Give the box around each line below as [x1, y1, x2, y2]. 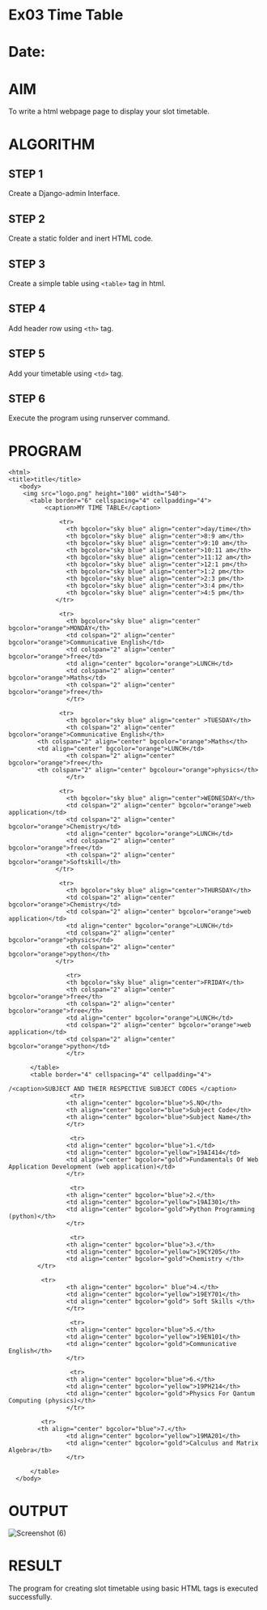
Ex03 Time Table [8, 6, 124, 24]
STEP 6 [8, 391, 46, 406]
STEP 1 [8, 167, 44, 181]
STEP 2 [8, 212, 46, 226]
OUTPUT [8, 1501, 69, 1520]
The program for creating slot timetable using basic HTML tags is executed [8, 1583, 259, 1593]
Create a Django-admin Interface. [8, 189, 121, 198]
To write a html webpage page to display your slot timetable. [8, 107, 210, 117]
